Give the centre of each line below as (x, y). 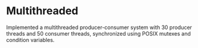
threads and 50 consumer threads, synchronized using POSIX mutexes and (98, 33)
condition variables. (30, 40)
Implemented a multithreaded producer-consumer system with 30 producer (99, 27)
